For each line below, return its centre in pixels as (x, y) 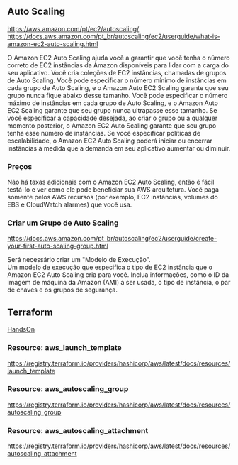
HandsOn (21, 329)
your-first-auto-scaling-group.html (58, 246)
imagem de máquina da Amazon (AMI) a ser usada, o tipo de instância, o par (119, 283)
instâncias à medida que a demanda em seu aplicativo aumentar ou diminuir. (119, 148)
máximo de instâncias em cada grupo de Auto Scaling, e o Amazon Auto (113, 103)
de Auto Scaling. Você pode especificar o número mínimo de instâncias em (117, 80)
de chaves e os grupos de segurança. (63, 290)
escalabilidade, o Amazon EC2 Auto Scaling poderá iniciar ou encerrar (110, 141)
